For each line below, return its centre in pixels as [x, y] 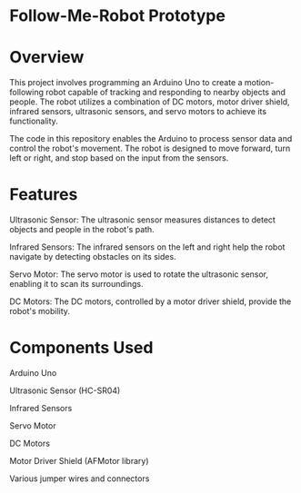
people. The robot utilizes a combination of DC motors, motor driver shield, [150, 102]
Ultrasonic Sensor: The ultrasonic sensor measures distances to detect [142, 220]
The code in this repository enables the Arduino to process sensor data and [151, 139]
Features [44, 195]
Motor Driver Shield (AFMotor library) [79, 461]
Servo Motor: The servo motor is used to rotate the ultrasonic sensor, [139, 274]
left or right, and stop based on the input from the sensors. [119, 158]
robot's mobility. [40, 311]
